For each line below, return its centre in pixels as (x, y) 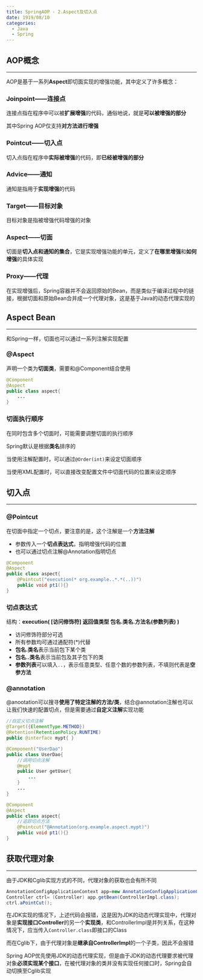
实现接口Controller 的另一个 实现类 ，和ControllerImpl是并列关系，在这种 (106, 923)
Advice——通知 (29, 175)
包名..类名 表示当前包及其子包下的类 (59, 657)
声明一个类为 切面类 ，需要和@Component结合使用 (69, 368)
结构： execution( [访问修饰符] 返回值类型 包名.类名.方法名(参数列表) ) (93, 622)
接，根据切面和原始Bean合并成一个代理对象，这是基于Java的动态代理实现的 (101, 298)
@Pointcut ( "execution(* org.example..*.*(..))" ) (79, 580)
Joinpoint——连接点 (36, 98)
